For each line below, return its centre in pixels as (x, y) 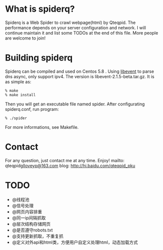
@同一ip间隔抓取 (29, 218)
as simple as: (18, 82)
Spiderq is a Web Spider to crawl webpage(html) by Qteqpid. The (70, 22)
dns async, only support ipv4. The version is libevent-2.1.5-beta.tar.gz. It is (80, 76)
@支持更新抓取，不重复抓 (38, 236)
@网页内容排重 (27, 211)
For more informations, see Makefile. (42, 127)
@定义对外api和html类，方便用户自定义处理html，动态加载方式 (75, 242)
